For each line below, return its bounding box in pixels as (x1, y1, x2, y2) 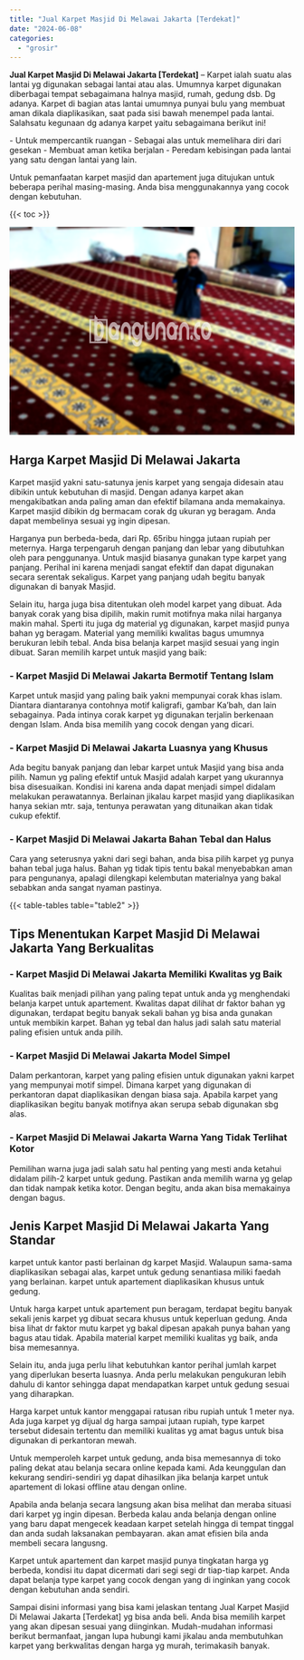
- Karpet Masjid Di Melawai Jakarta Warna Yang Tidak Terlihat (9, 1131, 288, 1144)
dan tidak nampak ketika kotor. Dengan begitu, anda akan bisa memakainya (9, 1182, 291, 1193)
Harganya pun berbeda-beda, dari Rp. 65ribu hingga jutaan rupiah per (9, 532, 271, 543)
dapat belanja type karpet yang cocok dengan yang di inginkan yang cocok (9, 1574, 291, 1585)
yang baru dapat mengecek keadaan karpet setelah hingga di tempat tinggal (9, 1518, 294, 1528)
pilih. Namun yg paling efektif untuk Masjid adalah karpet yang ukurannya (9, 772, 284, 783)
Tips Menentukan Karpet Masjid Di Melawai (9, 926, 261, 942)
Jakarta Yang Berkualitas (9, 940, 155, 956)
